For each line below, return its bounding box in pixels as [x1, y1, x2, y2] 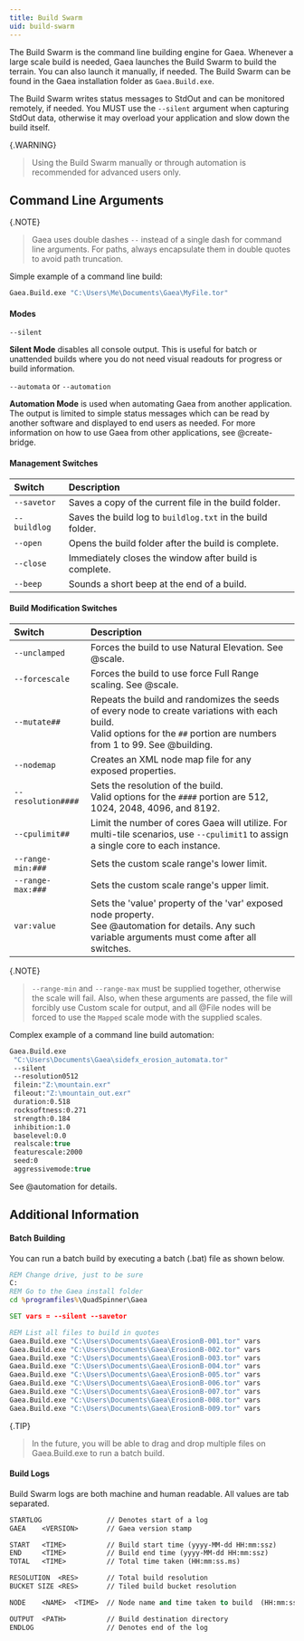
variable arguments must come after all [90, 930, 257, 943]
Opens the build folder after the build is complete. [68, 536, 279, 549]
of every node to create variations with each [90, 704, 279, 716]
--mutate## [14, 716, 61, 727]
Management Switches [9, 457, 99, 468]
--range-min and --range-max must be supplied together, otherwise [31, 983, 281, 993]
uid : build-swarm [9, 22, 75, 31]
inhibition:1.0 [13, 1122, 71, 1132]
